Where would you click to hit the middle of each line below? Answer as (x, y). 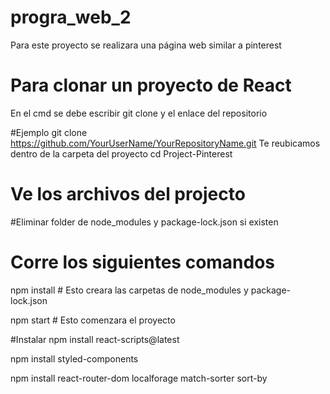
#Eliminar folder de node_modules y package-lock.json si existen (144, 222)
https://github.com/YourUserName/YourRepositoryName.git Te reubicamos (165, 143)
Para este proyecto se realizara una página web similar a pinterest (146, 45)
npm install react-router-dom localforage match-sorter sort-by (139, 378)
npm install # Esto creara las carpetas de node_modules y (129, 290)
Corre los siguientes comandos (143, 262)
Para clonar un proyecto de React (151, 85)
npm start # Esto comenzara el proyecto (93, 320)
